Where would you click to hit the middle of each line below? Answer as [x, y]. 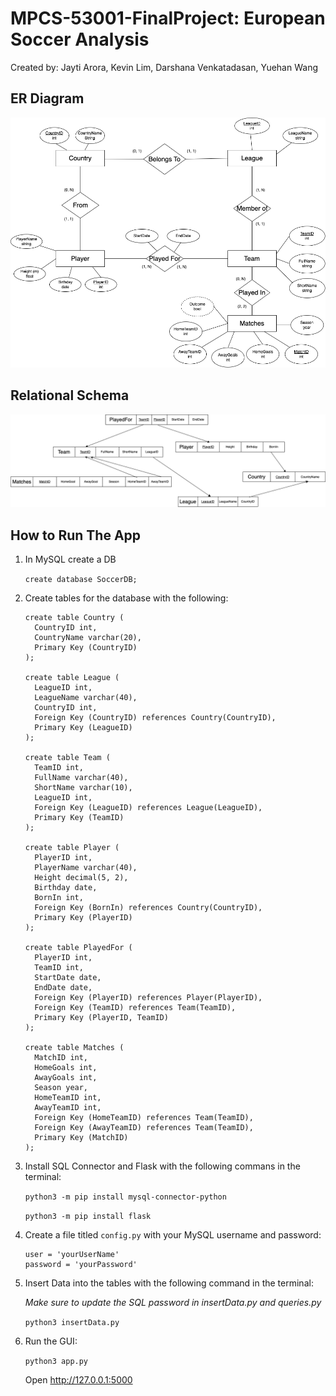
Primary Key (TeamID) [79, 818]
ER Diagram [47, 98]
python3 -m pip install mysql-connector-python [125, 1197]
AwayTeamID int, [68, 1108]
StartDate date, [68, 978]
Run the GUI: [51, 1341]
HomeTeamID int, [68, 1098]
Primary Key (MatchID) [81, 1138]
